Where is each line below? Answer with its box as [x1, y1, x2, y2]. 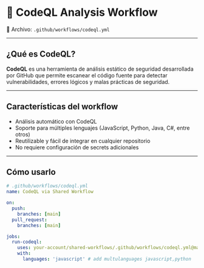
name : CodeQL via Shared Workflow [6, 189, 94, 195]
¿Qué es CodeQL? [6, 49, 76, 60]
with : [17, 250, 32, 256]
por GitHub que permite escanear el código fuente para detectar [6, 71, 168, 79]
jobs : [6, 233, 20, 239]
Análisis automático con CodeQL [15, 118, 97, 125]
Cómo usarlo [6, 167, 56, 177]
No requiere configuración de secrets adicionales [15, 143, 139, 151]
